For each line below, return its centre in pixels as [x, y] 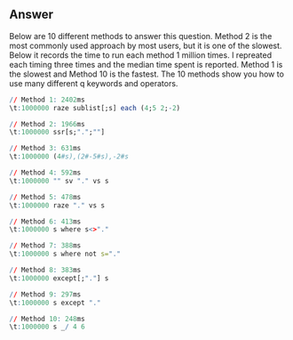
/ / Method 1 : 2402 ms [48, 100]
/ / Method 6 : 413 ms [45, 222]
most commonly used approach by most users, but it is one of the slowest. [146, 45]
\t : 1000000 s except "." [55, 303]
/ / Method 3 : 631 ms [45, 149]
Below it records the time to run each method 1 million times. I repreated [141, 55]
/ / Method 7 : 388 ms [45, 246]
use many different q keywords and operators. [94, 83]
